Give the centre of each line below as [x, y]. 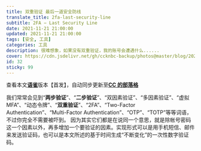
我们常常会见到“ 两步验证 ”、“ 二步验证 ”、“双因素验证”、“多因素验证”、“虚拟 [98, 98]
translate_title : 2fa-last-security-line [59, 17]
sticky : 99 [20, 67]
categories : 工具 [27, 45]
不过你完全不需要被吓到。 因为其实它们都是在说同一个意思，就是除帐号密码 [99, 120]
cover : [14, 56]
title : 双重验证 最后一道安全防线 [44, 12]
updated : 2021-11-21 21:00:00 [44, 34]
